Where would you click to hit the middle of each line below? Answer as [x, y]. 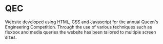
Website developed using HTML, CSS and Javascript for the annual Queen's [82, 22]
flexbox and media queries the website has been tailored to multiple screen [81, 32]
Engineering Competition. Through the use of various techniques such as [79, 27]
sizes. [11, 37]
